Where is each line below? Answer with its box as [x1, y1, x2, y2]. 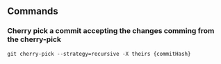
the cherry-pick [7, 34, 61, 44]
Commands [7, 6, 59, 17]
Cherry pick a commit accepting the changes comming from [7, 26, 215, 36]
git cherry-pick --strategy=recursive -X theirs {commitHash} [7, 50, 191, 57]
